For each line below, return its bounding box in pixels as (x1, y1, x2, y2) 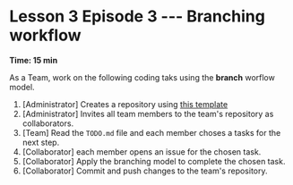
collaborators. (22, 118, 74, 129)
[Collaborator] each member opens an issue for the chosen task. (22, 146, 262, 157)
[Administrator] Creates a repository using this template (22, 98, 228, 109)
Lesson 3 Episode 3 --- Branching (9, 6, 266, 27)
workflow (9, 25, 82, 46)
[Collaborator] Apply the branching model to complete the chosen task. (22, 156, 286, 166)
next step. (22, 137, 60, 147)
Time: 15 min (9, 55, 58, 65)
